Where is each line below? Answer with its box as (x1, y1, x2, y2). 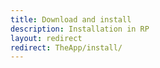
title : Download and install (10, 14, 132, 25)
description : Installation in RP (10, 24, 150, 34)
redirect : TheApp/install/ (10, 42, 123, 53)
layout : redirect (10, 33, 83, 43)
